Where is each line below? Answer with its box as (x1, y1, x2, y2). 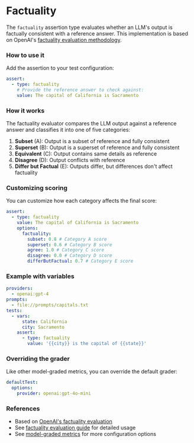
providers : (6, 286, 33, 292)
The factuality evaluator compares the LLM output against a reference (6, 120, 177, 127)
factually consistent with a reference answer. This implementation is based (6, 30, 188, 37)
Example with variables (6, 272, 75, 280)
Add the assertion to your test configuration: (6, 64, 114, 72)
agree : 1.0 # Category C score (27, 247, 105, 253)
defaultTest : (6, 380, 38, 386)
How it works (6, 106, 45, 115)
